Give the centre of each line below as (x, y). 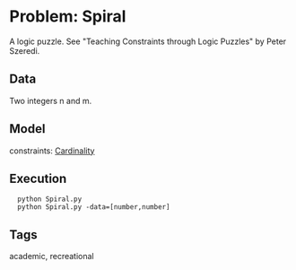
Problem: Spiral (68, 17)
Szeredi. (25, 50)
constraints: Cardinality (52, 151)
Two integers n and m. (51, 100)
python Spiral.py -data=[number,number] (94, 207)
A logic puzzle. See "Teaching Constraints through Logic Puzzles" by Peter (148, 41)
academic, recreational (52, 257)
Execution (38, 178)
